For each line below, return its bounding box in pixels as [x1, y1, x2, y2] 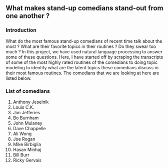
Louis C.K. [12, 104, 34, 110]
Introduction [5, 27, 36, 34]
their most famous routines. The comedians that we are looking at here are [5, 70, 159, 76]
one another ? [5, 12, 50, 20]
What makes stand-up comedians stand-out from [5, 4, 163, 12]
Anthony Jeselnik [12, 99, 49, 105]
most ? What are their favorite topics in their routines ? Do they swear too [5, 43, 156, 49]
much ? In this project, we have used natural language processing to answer [5, 48, 163, 54]
